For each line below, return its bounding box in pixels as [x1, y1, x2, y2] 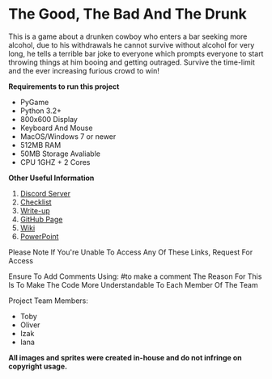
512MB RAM [19, 140, 62, 149]
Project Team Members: [8, 296, 89, 305]
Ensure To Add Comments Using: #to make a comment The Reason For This [8, 272, 262, 281]
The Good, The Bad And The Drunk [8, 5, 247, 23]
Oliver [19, 320, 40, 330]
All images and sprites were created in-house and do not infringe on [8, 352, 243, 362]
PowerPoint [19, 231, 59, 241]
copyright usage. [8, 361, 67, 371]
